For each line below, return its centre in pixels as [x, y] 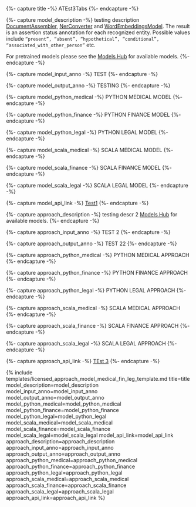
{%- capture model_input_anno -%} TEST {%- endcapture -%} [82, 74]
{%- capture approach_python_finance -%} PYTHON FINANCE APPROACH [97, 273]
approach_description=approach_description [60, 441]
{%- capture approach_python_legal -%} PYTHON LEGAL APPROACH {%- [96, 290]
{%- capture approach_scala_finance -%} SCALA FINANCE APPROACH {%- [98, 326]
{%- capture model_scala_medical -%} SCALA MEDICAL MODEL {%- [90, 150]
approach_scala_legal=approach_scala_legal [60, 491]
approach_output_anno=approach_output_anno [63, 454]
